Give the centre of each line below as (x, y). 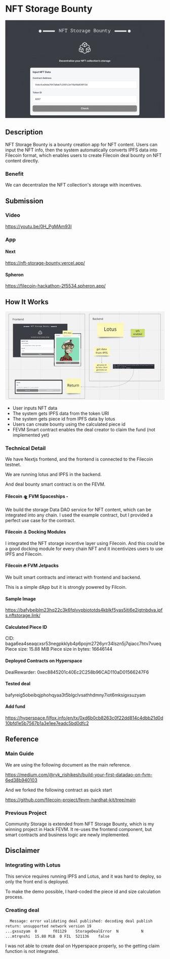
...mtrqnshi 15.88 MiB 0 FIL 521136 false (57, 936)
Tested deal (18, 684)
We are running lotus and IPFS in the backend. (54, 474)
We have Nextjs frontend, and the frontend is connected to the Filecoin (79, 459)
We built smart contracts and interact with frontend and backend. (73, 577)
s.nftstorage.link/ (23, 616)
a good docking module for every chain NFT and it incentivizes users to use (84, 549)
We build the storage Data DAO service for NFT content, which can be (78, 509)
